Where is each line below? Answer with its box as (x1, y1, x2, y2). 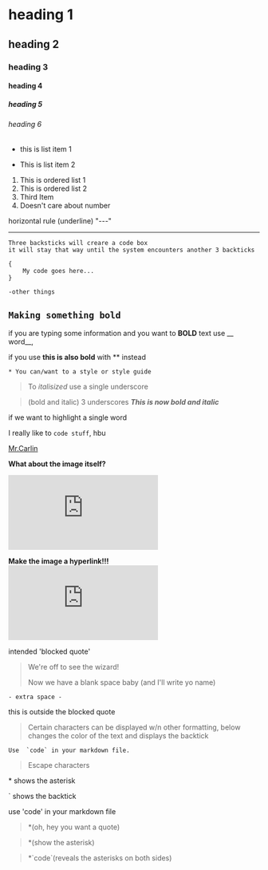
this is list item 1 (19, 144, 72, 153)
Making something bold (8, 310, 121, 321)
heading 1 (8, 6, 73, 24)
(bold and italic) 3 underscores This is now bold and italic (27, 397, 219, 407)
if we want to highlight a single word (8, 413, 128, 422)
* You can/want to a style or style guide (8, 368, 152, 376)
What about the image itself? (8, 459, 106, 469)
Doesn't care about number (19, 200, 111, 210)
